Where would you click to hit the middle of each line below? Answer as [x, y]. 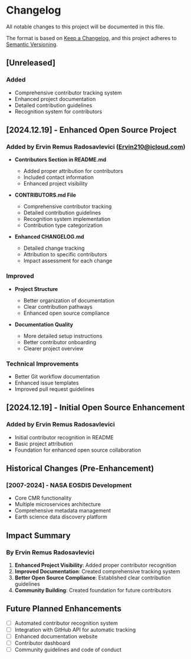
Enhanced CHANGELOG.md [49, 237]
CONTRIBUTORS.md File [45, 195]
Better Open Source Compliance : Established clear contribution [93, 578]
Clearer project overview [53, 348]
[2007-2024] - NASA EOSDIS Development [69, 485]
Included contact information [59, 177]
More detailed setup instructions [63, 336]
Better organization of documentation [69, 300]
